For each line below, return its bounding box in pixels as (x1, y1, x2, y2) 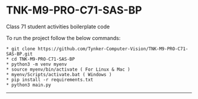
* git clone (6, 45, 35, 52)
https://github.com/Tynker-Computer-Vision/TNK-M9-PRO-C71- (37, 45, 189, 52)
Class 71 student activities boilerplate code (6, 23, 110, 30)
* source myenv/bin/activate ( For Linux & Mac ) (6, 66, 131, 72)
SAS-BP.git (6, 51, 33, 57)
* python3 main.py (6, 82, 51, 88)
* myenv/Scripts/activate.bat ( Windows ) (6, 71, 112, 77)
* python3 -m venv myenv (6, 61, 67, 67)
